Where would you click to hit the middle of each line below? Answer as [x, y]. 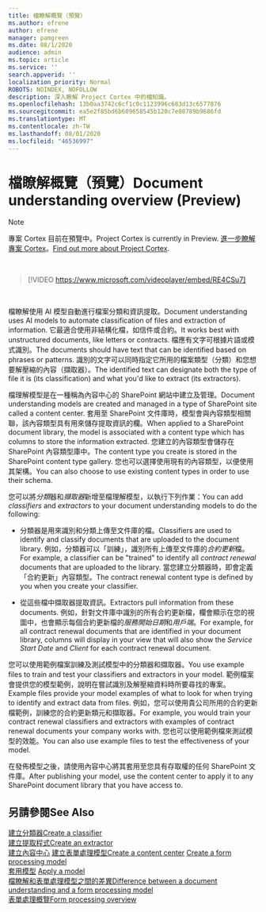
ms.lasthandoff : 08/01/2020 [55, 133]
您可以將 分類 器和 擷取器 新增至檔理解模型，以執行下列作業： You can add [126, 497]
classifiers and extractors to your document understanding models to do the [133, 506]
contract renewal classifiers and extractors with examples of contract [122, 722]
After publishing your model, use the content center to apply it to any [141, 776]
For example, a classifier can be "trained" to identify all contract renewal [138, 558]
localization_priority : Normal [60, 82]
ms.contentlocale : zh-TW [49, 126]
